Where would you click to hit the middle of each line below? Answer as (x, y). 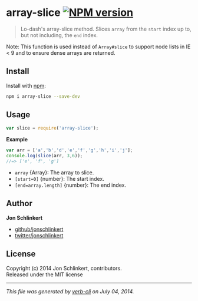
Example (17, 140)
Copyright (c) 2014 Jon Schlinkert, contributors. (64, 268)
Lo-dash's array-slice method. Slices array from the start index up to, (106, 29)
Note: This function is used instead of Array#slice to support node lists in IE (98, 47)
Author (19, 204)
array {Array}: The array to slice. (54, 172)
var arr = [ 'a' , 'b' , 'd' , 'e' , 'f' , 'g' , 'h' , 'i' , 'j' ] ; (70, 150)
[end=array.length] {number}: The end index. (70, 185)
